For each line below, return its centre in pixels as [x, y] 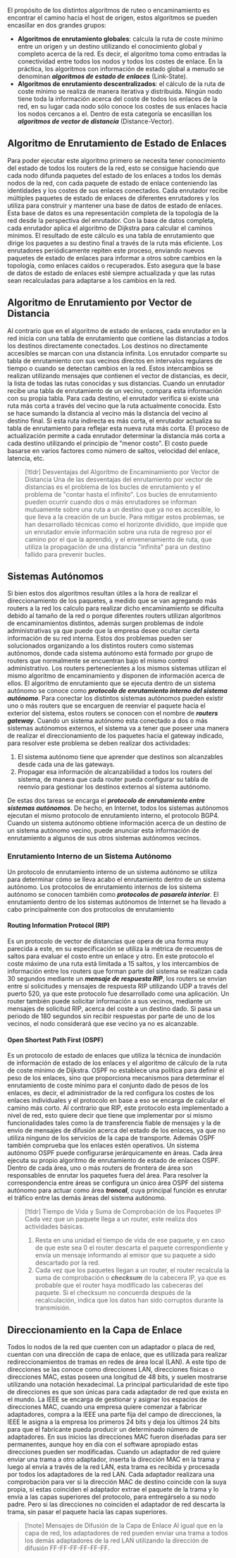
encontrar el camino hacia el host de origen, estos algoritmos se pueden [112, 18]
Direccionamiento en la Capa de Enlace [95, 1330]
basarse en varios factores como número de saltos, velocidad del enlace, [114, 450]
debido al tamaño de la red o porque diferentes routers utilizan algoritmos [114, 616]
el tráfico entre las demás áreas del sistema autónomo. [87, 1198]
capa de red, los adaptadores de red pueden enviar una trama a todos [126, 1533]
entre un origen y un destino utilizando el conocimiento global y [110, 46]
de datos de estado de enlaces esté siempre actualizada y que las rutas [111, 273]
